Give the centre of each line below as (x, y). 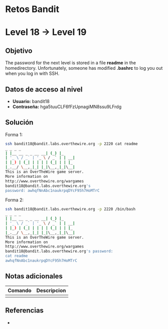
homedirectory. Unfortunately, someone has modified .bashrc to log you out (84, 68)
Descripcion (51, 290)
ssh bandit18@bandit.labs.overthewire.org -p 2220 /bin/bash (70, 209)
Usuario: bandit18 (31, 101)
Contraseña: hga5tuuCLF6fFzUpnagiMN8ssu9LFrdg (67, 107)
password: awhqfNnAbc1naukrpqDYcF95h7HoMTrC (52, 190)
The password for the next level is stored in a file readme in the (71, 63)
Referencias (25, 311)
